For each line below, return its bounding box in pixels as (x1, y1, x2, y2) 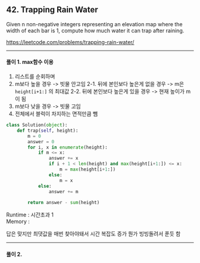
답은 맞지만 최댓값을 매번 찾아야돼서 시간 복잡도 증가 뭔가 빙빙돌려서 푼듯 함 (6, 230, 181, 237)
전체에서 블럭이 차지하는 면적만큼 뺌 (14, 110, 98, 117)
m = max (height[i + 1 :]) (59, 166, 116, 172)
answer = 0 (27, 138, 55, 145)
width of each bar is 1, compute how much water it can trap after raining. (6, 27, 185, 34)
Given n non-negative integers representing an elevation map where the (6, 20, 183, 27)
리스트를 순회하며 (14, 73, 55, 80)
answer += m (48, 188, 79, 194)
